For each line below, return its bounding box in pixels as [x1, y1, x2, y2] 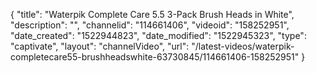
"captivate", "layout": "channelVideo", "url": [10, 40, 190, 52]
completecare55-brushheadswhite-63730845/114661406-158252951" [10, 51, 300, 63]
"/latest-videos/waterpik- [191, 40, 295, 52]
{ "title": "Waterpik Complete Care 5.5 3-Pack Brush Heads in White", [10, 9, 295, 20]
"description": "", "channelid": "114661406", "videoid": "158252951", [10, 19, 290, 31]
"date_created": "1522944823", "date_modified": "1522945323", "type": [10, 30, 307, 41]
